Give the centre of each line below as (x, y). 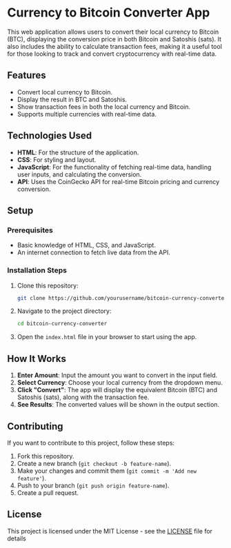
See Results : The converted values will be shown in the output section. (118, 405)
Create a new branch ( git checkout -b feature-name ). (94, 463)
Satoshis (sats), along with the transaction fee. (83, 397)
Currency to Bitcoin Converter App (109, 13)
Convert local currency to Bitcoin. (64, 92)
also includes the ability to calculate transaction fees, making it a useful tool (115, 46)
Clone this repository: (48, 285)
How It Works (37, 359)
